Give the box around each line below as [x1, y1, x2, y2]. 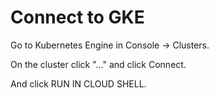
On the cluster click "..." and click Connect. [10, 58, 187, 70]
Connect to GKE [10, 6, 145, 29]
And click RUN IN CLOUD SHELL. [10, 77, 147, 90]
